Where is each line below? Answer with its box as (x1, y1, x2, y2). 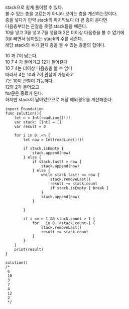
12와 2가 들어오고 (5, 84, 39, 90)
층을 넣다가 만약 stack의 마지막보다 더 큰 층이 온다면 (5, 17, 107, 23)
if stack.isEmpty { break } (50, 186, 109, 191)
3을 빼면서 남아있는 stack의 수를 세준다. (5, 36, 84, 42)
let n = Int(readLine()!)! (14, 115, 71, 120)
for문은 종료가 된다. (5, 90, 44, 96)
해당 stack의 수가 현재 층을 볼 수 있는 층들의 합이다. (5, 42, 106, 48)
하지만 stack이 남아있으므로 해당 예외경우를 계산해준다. (5, 97, 113, 102)
